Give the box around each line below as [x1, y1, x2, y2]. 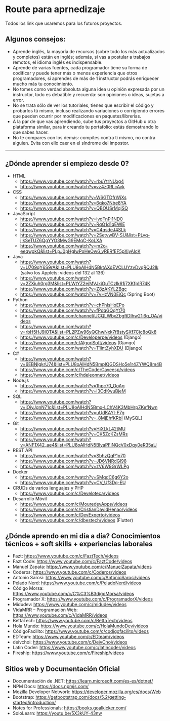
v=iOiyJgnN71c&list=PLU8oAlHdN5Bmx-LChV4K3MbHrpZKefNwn [20, 404, 158, 410]
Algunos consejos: [5, 35, 66, 44]
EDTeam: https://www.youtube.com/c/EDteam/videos [12, 634, 124, 640]
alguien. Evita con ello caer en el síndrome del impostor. [12, 140, 130, 146]
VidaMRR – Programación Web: [12, 607, 78, 613]
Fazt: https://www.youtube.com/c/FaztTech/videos [12, 553, 119, 559]
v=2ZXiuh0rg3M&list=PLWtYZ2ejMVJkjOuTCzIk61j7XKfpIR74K [20, 280, 151, 287]
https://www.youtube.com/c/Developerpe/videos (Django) [20, 334, 142, 340]
